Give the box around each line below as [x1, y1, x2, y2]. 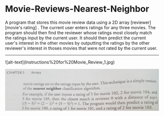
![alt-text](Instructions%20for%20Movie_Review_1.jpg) [5, 59, 115, 65]
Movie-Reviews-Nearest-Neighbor [5, 3, 149, 15]
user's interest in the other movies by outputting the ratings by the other [5, 40, 150, 46]
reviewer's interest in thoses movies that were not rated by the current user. [5, 45, 158, 51]
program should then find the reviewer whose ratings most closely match [5, 30, 152, 35]
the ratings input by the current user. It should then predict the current [5, 35, 146, 41]
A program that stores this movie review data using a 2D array [5, 19, 130, 25]
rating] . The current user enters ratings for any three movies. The [23, 24, 156, 30]
